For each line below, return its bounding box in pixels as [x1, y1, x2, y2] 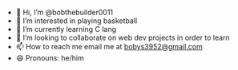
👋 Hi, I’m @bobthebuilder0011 [15, 8, 114, 17]
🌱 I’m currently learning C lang [15, 25, 117, 33]
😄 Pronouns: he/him [15, 53, 84, 63]
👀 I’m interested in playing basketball [15, 16, 138, 25]
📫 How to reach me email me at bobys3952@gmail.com [15, 42, 203, 51]
